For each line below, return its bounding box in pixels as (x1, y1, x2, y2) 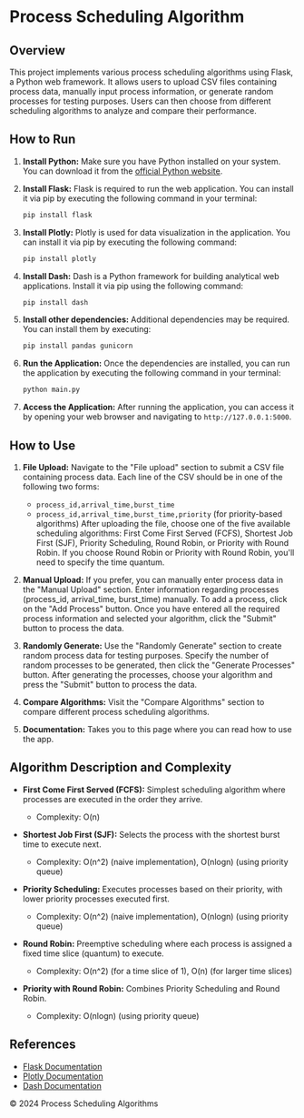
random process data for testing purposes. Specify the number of (22, 650, 270, 660)
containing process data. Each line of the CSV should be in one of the (22, 471, 283, 482)
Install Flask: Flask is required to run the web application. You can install (22, 183, 294, 194)
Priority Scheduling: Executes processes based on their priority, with (22, 883, 283, 894)
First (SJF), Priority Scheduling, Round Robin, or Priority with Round (35, 538, 289, 548)
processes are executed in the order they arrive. (22, 793, 203, 804)
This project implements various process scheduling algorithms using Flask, (9, 66, 293, 77)
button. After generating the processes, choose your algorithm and (22, 670, 273, 680)
